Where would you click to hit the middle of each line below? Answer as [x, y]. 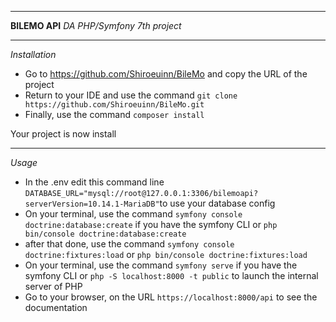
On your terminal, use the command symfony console [133, 214]
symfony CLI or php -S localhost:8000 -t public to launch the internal [171, 275]
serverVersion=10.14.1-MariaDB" [92, 204]
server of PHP [53, 286]
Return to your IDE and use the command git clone [131, 95]
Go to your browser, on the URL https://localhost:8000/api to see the [171, 297]
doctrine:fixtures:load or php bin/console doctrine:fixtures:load [166, 254]
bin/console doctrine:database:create [105, 234]
